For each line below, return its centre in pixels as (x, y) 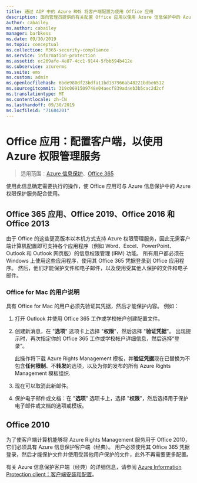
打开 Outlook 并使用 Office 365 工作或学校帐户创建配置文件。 (89, 319)
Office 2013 (28, 223)
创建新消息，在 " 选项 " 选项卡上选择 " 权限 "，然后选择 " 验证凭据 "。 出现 (100, 331)
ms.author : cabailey (31, 28)
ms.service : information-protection (51, 56)
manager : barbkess (29, 34)
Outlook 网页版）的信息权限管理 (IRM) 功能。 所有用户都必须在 (109, 253)
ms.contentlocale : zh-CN (36, 99)
